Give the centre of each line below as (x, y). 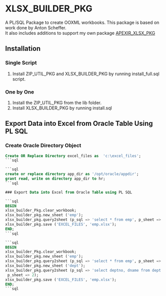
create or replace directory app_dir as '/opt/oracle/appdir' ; (72, 174)
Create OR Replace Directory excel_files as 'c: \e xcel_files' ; (73, 156)
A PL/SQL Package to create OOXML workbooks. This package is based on (82, 22)
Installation (23, 49)
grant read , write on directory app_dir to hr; (55, 179)
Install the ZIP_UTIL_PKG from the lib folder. (57, 102)
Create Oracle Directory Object (43, 146)
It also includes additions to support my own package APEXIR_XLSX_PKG (80, 33)
